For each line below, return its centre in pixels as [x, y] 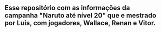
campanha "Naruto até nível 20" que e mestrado [80, 16]
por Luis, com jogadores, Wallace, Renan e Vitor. [80, 23]
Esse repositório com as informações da [67, 8]
